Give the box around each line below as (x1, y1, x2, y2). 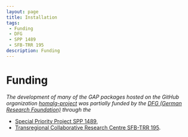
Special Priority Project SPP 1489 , (14, 117, 98, 124)
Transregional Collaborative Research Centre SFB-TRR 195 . (14, 124, 161, 131)
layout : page (6, 8, 39, 15)
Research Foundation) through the (6, 106, 92, 113)
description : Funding (6, 48, 60, 54)
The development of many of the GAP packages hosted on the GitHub (6, 93, 180, 101)
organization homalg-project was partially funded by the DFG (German (6, 99, 182, 106)
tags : (6, 20, 20, 26)
